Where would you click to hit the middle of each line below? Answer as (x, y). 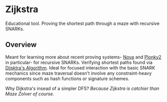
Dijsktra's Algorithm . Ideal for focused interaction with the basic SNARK (80, 67)
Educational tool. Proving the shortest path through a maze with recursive (82, 23)
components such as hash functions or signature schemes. (67, 78)
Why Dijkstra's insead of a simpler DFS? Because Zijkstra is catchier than (82, 88)
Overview (21, 45)
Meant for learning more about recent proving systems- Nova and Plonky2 (83, 57)
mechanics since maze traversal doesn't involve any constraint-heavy (78, 73)
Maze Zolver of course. (30, 94)
